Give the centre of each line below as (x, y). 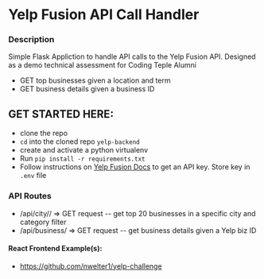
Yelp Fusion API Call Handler (104, 15)
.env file (33, 176)
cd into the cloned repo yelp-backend (80, 141)
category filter (43, 222)
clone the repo (44, 134)
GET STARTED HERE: (61, 114)
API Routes (30, 196)
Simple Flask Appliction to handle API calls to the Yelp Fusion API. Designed (132, 56)
